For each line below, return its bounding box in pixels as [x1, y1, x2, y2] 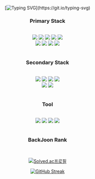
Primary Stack [29, 17, 66, 24]
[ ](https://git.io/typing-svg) [5, 5, 90, 11]
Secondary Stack [25, 59, 70, 66]
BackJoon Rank [28, 136, 67, 143]
